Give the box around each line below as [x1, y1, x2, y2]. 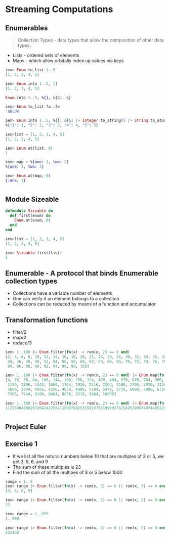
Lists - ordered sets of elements [12, 52, 79, 58]
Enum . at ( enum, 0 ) [14, 218, 51, 223]
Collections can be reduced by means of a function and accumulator [12, 301, 156, 307]
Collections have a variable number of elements [12, 290, 112, 296]
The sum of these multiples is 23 [12, 464, 81, 470]
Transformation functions [5, 316, 89, 324]
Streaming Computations [5, 4, 113, 15]
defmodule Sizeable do [5, 208, 53, 213]
